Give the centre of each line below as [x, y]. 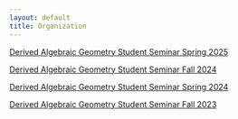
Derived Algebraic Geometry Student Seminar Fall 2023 [113, 104]
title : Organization [48, 26]
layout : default [40, 18]
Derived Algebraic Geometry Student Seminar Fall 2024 [113, 69]
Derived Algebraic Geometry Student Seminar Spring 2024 [119, 87]
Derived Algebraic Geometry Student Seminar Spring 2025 [119, 51]
